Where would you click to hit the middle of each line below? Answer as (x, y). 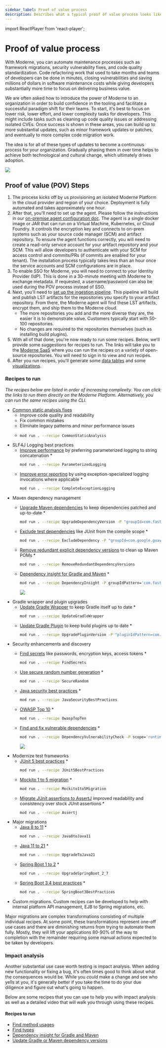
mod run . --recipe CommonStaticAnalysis (63, 435)
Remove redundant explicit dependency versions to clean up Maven (89, 550)
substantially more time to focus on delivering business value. (68, 89)
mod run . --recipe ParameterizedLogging (63, 465)
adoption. (15, 160)
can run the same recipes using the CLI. (46, 400)
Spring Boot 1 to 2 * (40, 864)
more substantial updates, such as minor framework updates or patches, (79, 130)
